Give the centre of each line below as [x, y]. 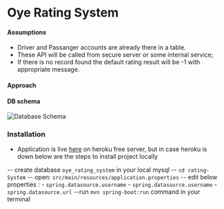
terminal [19, 199]
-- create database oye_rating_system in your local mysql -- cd [96, 170]
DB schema [24, 101]
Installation [27, 135]
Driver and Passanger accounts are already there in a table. [101, 48]
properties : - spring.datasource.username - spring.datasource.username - [112, 185]
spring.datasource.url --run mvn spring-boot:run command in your [104, 192]
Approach [22, 85]
